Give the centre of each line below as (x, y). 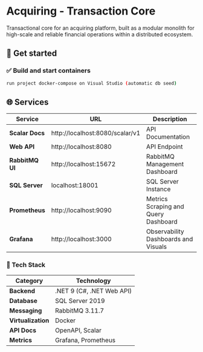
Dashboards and (169, 239)
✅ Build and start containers (48, 71)
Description (170, 119)
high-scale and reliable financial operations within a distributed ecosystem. (100, 34)
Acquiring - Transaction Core (81, 11)
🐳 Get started (32, 54)
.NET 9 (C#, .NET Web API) (94, 291)
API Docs (23, 330)
